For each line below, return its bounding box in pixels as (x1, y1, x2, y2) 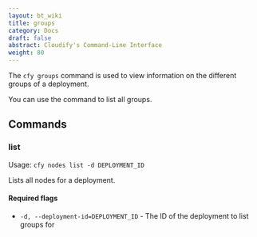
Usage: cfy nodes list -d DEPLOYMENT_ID (8, 160, 145, 169)
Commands (8, 117, 68, 132)
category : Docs (8, 26, 59, 34)
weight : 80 (8, 49, 45, 57)
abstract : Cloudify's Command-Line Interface (8, 41, 162, 49)
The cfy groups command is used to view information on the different (8, 71, 237, 80)
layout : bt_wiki (8, 11, 62, 20)
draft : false (8, 34, 52, 42)
